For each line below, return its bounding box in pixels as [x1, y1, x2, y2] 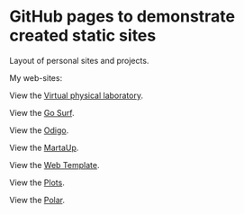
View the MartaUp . [9, 142, 79, 153]
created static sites [9, 25, 157, 46]
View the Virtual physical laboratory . [9, 90, 144, 101]
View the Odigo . [9, 124, 69, 136]
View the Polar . [9, 194, 66, 205]
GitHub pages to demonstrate [9, 6, 236, 27]
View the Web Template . [9, 159, 100, 170]
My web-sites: [9, 72, 63, 83]
